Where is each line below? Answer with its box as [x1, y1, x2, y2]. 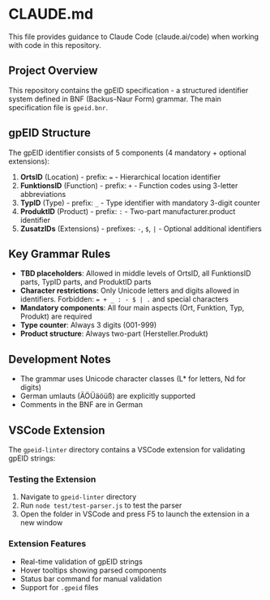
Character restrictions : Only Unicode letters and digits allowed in [19, 285, 240, 296]
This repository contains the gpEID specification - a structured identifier [8, 85, 249, 95]
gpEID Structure [8, 126, 92, 140]
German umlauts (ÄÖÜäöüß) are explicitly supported [19, 391, 196, 401]
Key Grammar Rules [8, 246, 111, 260]
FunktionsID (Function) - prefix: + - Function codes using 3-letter [19, 180, 238, 191]
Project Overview [8, 64, 98, 78]
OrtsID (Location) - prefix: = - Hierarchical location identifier [19, 172, 221, 182]
